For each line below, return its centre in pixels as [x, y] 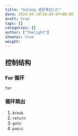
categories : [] [21, 28]
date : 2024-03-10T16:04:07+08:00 [39, 14]
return [19, 118]
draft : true [17, 19]
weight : [13, 42]
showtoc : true [20, 37]
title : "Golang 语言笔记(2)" [33, 10]
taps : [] [14, 23]
